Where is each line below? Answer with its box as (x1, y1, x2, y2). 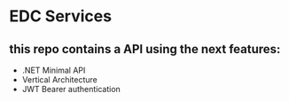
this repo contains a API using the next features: (9, 42, 281, 57)
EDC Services (9, 6, 113, 27)
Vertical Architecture (21, 74, 98, 85)
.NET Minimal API (21, 65, 86, 75)
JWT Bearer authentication (21, 84, 121, 94)
